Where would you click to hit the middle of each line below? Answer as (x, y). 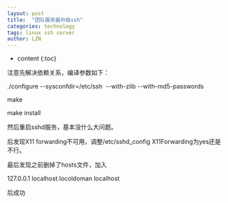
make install (24, 113)
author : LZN (24, 39)
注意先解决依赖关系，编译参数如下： (58, 73)
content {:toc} (37, 58)
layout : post (26, 13)
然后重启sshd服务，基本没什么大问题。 (62, 127)
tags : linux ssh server (41, 33)
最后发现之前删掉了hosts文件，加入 (57, 165)
